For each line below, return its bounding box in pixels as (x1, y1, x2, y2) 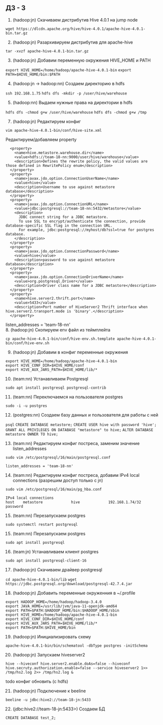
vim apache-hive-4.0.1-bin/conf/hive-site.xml (5, 128, 102, 133)
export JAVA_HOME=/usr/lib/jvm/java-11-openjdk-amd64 (5, 604, 118, 608)
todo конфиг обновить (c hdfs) (5, 678, 68, 684)
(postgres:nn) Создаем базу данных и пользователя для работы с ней (12, 412, 158, 418)
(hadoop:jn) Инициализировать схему (12, 633, 91, 639)
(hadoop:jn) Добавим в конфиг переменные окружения (12, 349, 128, 355)
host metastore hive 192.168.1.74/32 (5, 499, 141, 505)
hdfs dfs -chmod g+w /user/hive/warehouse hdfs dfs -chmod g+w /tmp (5, 110, 147, 115)
